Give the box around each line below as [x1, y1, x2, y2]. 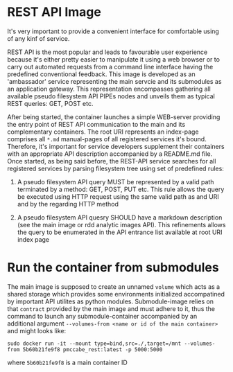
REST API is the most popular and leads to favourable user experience [7, 48, 208, 56]
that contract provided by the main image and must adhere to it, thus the [7, 304, 215, 312]
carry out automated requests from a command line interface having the [7, 62, 214, 71]
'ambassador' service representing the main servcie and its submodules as [7, 77, 222, 85]
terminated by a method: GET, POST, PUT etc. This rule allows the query [17, 185, 225, 193]
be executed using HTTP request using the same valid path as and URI [17, 192, 220, 201]
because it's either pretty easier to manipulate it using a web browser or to [7, 55, 221, 63]
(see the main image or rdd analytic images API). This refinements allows [17, 220, 226, 229]
